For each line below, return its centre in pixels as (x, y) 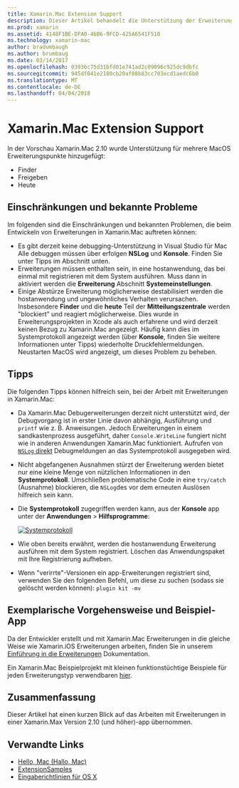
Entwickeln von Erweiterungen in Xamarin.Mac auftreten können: (102, 232)
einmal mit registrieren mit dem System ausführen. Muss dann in (112, 276)
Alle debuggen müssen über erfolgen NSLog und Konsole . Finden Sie (120, 253)
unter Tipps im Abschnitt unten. (64, 261)
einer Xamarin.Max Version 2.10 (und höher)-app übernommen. (100, 722)
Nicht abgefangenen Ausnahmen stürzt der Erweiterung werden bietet (121, 465)
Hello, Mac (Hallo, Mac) (52, 762)
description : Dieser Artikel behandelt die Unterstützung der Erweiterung (121, 21)
